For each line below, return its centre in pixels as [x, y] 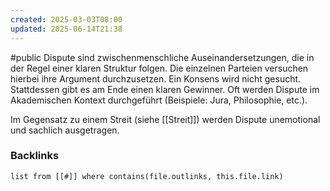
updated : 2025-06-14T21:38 [66, 29]
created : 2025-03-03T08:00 [66, 19]
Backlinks [35, 156]
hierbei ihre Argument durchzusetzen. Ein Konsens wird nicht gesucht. [156, 78]
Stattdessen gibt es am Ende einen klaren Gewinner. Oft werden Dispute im [165, 89]
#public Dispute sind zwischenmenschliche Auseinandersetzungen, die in [162, 57]
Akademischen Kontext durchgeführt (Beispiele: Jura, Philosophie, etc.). [159, 100]
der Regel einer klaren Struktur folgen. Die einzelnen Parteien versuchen [159, 68]
